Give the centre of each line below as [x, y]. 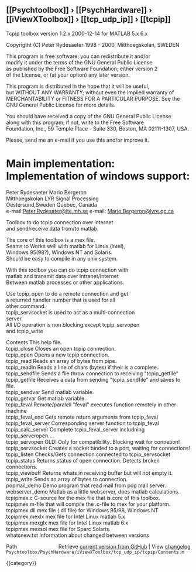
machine [17, 410]
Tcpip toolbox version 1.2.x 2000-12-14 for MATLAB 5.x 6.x [77, 33]
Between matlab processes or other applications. [65, 282]
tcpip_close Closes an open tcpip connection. [61, 348]
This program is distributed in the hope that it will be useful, [78, 86]
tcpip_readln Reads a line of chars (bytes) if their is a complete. [82, 367]
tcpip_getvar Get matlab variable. [46, 398]
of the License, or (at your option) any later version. [68, 75]
